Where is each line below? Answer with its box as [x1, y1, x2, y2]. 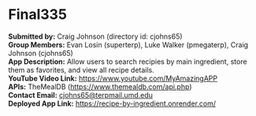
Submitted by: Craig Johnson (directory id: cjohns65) [8, 32, 183, 41]
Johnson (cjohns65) [8, 48, 73, 58]
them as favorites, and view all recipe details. [8, 65, 155, 74]
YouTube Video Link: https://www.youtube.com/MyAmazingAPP [8, 73, 218, 83]
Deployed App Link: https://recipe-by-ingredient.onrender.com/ [8, 99, 217, 108]
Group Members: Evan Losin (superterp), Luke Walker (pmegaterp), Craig [8, 39, 249, 49]
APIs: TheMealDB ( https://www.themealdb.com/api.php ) [8, 81, 192, 92]
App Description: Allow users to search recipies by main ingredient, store [8, 57, 247, 66]
